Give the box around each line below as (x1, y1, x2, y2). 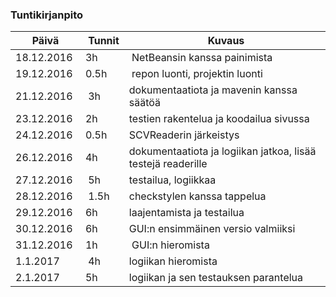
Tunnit (88, 34, 120, 48)
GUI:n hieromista (131, 238, 210, 252)
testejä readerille (128, 157, 208, 171)
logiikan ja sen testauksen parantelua (128, 271, 304, 285)
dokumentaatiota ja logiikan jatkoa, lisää (128, 144, 317, 158)
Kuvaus (207, 34, 245, 48)
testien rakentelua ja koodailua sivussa (128, 112, 310, 126)
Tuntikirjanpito (10, 8, 84, 22)
